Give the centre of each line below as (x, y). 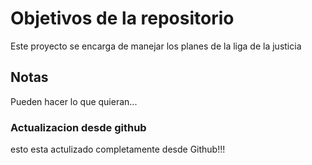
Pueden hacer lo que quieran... (74, 101)
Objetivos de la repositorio (122, 18)
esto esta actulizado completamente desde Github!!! (118, 149)
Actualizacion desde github (78, 127)
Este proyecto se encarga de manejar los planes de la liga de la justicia (156, 46)
